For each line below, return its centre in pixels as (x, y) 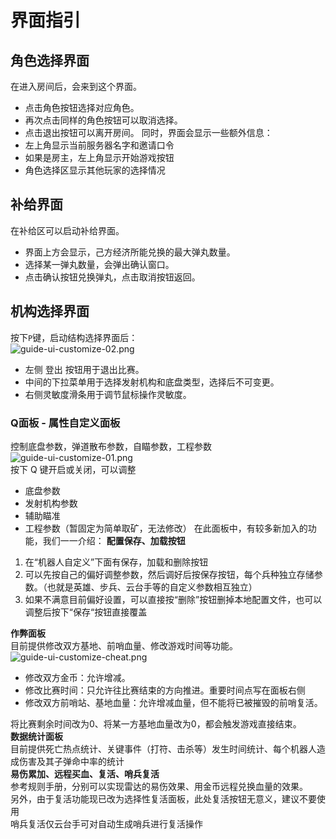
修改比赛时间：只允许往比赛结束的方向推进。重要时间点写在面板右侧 (165, 690)
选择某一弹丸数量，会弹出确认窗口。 (99, 264)
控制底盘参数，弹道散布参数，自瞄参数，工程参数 (111, 446)
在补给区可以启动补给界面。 (67, 230)
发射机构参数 (51, 503)
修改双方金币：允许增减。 (77, 677)
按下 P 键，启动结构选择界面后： (74, 337)
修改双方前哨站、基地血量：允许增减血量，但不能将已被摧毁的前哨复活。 (173, 702)
